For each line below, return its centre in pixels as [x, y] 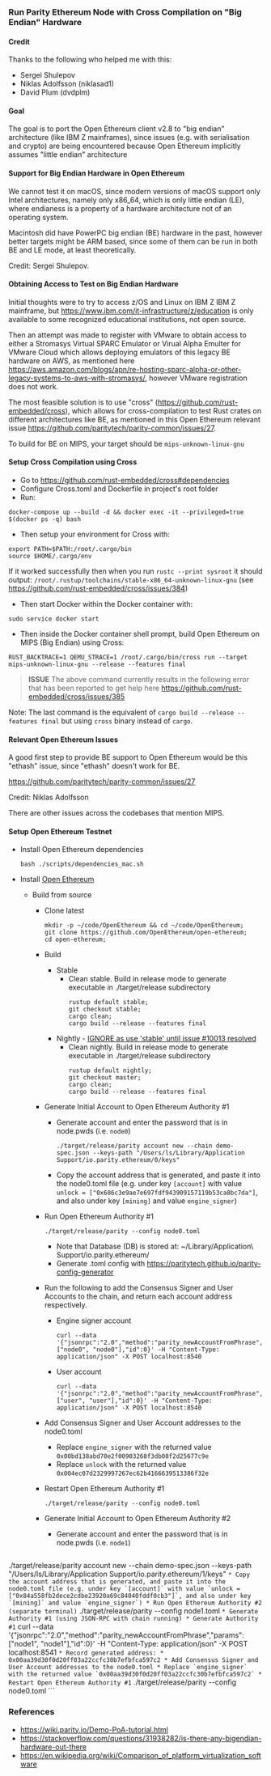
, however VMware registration [197, 378]
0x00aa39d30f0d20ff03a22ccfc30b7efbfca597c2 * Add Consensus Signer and [133, 1660]
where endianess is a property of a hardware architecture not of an [120, 208]
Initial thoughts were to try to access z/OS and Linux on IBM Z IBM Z [122, 302]
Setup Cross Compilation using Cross [73, 462]
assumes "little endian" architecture [68, 155]
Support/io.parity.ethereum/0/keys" [118, 1160]
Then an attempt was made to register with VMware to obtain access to [127, 335]
